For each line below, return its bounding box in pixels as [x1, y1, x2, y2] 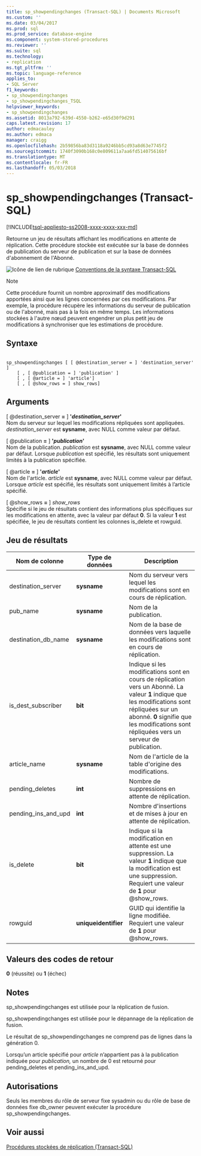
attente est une [129, 841, 172, 850]
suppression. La [129, 849, 174, 857]
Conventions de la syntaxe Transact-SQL [75, 266, 176, 273]
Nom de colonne [16, 556, 64, 565]
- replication [6, 59, 42, 65]
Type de [87, 553, 112, 561]
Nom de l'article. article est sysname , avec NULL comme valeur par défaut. [6, 474, 193, 481]
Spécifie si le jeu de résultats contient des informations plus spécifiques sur [6, 505, 193, 512]
